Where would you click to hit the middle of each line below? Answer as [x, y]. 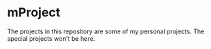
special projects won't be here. [51, 38]
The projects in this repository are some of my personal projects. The [106, 31]
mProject [34, 13]
